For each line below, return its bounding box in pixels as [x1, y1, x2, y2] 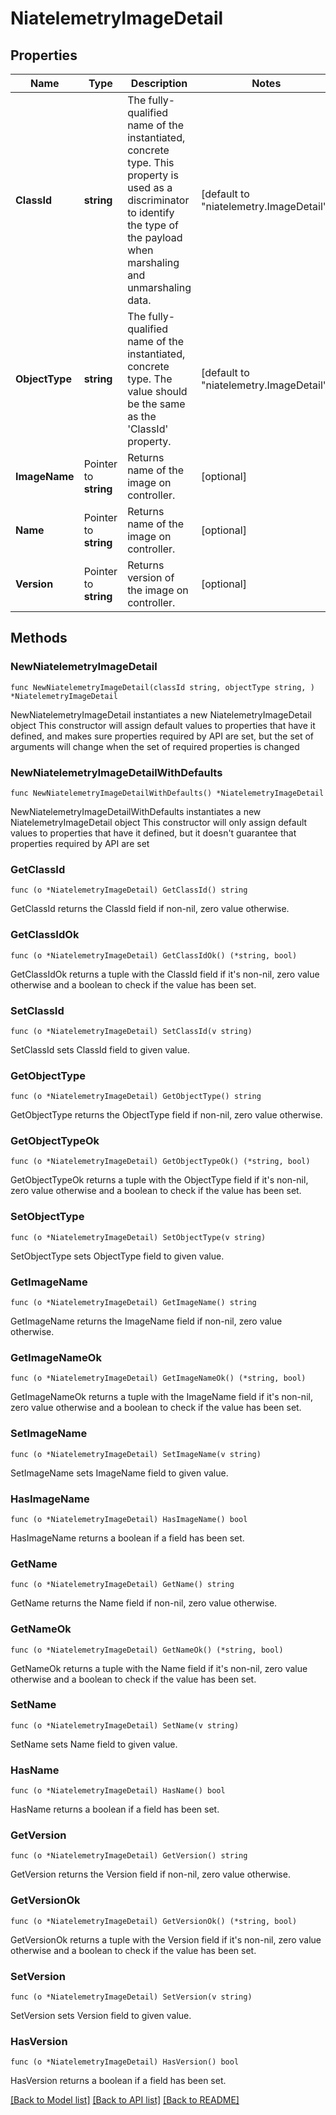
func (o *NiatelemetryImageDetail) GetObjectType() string [10, 1092, 262, 1102]
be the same [127, 397, 186, 411]
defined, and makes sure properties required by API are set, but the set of [10, 730, 315, 742]
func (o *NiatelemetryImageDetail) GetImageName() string [10, 1298, 257, 1308]
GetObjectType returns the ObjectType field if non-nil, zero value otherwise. [10, 1109, 323, 1121]
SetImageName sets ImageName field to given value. [10, 1467, 229, 1479]
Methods [10, 630, 68, 647]
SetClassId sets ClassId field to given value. [10, 1043, 190, 1056]
